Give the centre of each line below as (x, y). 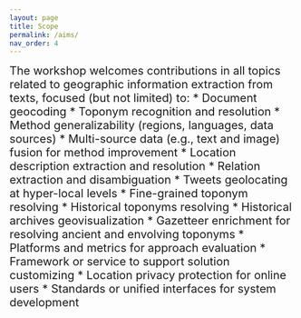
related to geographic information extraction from (141, 84)
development (44, 303)
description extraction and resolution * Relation (135, 166)
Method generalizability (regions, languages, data (142, 125)
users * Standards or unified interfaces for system (143, 289)
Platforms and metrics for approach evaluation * (137, 248)
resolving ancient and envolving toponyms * (127, 234)
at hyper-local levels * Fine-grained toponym (129, 194)
